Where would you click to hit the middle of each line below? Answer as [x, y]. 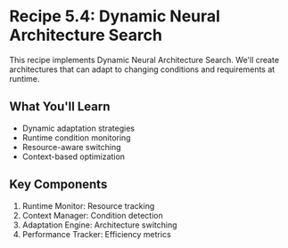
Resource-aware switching [71, 147]
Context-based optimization [74, 156]
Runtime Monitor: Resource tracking [88, 205]
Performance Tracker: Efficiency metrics [96, 234]
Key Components [58, 184]
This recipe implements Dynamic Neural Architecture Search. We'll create [144, 60]
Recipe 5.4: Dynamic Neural [115, 16]
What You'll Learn [60, 107]
